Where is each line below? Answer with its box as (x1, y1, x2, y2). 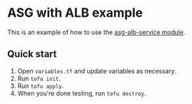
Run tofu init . (17, 74, 61, 82)
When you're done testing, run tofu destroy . (17, 89, 147, 97)
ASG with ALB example (7, 5, 143, 21)
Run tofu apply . (17, 82, 64, 90)
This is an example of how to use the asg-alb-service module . (7, 28, 186, 36)
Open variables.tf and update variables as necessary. (17, 66, 177, 75)
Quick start (7, 48, 57, 60)
